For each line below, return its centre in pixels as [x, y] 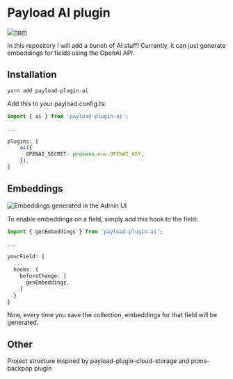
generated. [23, 322]
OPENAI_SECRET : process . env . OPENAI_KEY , [85, 154]
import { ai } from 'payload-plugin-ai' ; [68, 116]
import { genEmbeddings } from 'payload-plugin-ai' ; [85, 231]
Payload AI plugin [59, 13]
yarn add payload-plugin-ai [48, 91]
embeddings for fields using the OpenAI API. [71, 53]
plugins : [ [23, 141]
